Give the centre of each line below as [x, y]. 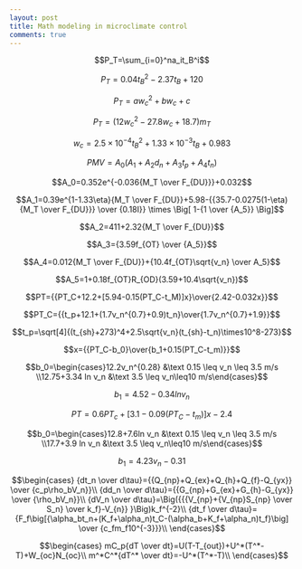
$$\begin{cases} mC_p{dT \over [100, 546]
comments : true [38, 34]
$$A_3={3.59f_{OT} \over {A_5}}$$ [152, 244]
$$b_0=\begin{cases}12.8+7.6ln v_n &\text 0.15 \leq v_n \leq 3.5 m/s [152, 433]
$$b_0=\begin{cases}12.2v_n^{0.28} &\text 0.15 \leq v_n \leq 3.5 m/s [152, 366]
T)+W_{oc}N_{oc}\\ [51, 555]
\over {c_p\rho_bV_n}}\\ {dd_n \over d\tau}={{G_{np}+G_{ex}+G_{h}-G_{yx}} [152, 490]
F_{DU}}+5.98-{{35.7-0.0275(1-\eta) [221, 199]
